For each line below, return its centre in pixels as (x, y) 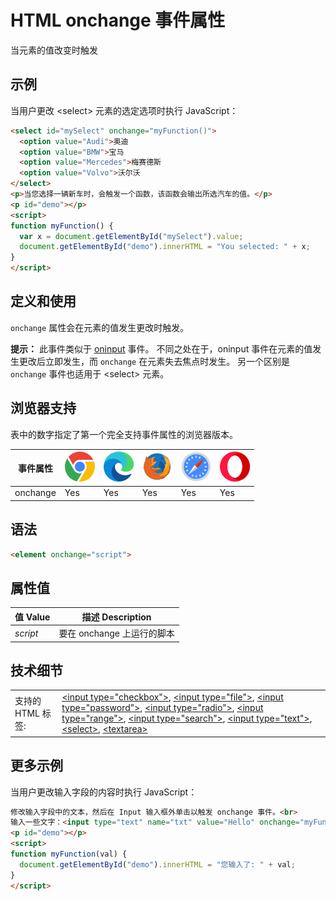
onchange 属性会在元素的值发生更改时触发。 (100, 327)
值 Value (32, 617)
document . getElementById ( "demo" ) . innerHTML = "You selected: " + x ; (165, 247)
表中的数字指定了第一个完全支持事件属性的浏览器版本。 (124, 434)
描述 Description (116, 617)
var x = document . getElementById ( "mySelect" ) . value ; (131, 236)
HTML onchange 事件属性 (118, 20)
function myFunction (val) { (69, 854)
